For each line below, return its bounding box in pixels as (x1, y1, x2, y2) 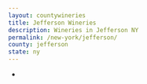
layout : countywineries (8, 11, 86, 20)
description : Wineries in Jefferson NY (8, 26, 139, 34)
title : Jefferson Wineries (8, 19, 97, 27)
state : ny (8, 48, 41, 56)
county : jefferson (8, 41, 68, 49)
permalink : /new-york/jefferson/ (8, 33, 118, 42)
